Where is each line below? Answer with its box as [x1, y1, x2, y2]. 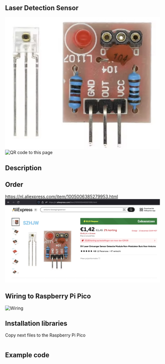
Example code [5, 351, 50, 359]
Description [5, 164, 42, 172]
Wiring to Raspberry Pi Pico [5, 292, 91, 301]
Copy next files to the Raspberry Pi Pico [5, 332, 86, 338]
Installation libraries [5, 319, 68, 328]
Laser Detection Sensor [5, 4, 79, 12]
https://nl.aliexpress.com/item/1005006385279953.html [5, 193, 118, 199]
